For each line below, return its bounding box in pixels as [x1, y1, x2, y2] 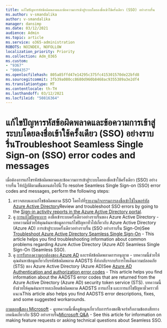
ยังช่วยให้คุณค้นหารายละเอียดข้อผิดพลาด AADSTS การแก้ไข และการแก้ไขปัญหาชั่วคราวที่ [12, 285, 159, 291]
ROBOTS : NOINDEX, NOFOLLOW [5, 44, 62, 49]
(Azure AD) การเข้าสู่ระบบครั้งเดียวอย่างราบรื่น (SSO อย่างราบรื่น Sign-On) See [12, 225, 150, 231]
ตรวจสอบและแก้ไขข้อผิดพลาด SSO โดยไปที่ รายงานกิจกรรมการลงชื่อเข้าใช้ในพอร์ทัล [12, 198, 150, 204]
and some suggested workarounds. [12, 297, 86, 303]
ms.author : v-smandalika [5, 12, 57, 17]
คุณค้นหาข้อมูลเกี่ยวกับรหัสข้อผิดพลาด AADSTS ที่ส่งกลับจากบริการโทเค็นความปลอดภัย [12, 258, 157, 264]
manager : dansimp [5, 21, 42, 26]
